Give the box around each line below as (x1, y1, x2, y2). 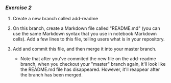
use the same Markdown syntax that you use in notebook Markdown (12, 31, 157, 37)
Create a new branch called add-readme (12, 16, 99, 22)
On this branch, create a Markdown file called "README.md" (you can (12, 25, 160, 31)
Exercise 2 (5, 4, 32, 11)
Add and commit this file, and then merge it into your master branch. (12, 46, 157, 52)
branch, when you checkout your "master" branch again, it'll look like (20, 61, 166, 67)
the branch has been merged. (20, 72, 83, 78)
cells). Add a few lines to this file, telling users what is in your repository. (12, 36, 165, 42)
